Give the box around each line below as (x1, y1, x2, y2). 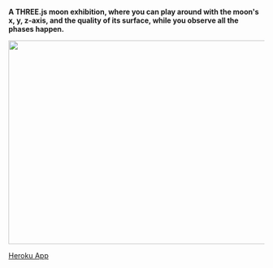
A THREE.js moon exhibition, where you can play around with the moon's (8, 7, 259, 16)
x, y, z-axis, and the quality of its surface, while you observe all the (8, 15, 239, 25)
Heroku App (8, 251, 49, 260)
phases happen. (8, 24, 65, 33)
